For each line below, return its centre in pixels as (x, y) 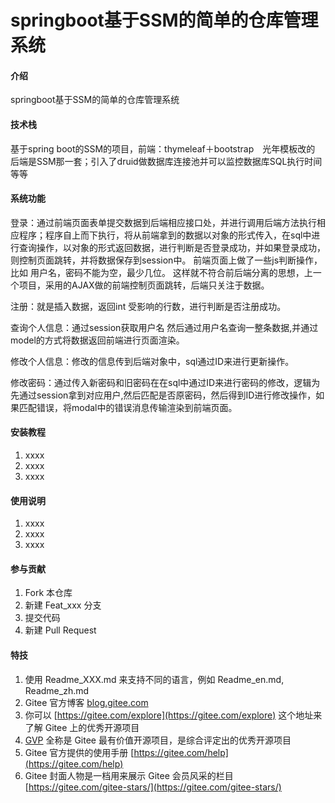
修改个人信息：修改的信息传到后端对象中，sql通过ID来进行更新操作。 (152, 361)
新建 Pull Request (60, 630)
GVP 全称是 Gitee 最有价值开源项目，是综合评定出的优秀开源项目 (158, 740)
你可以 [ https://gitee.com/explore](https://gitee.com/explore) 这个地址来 (173, 715)
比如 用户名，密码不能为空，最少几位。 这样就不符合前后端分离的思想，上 (161, 272)
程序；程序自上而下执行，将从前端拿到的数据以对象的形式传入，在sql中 (165, 235)
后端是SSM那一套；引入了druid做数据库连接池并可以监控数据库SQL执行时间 (166, 161)
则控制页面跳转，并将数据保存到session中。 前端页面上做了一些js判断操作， (166, 260)
